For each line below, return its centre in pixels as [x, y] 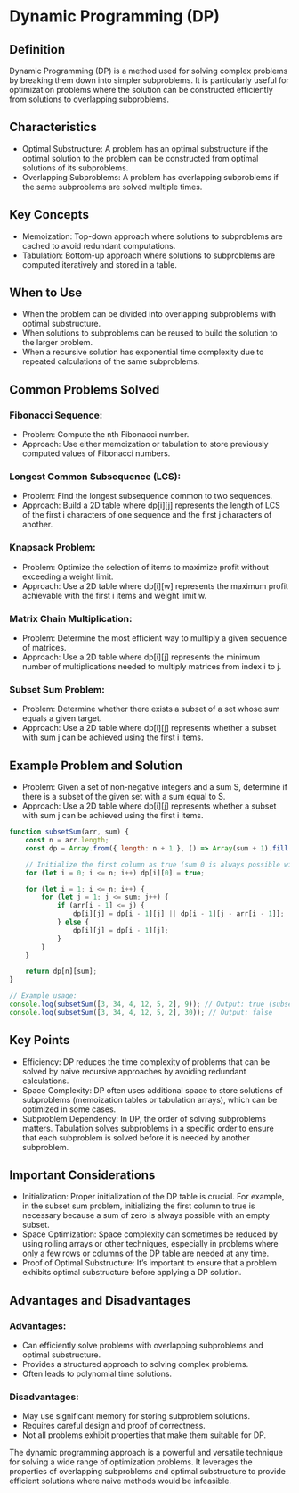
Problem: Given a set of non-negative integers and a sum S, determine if [154, 787]
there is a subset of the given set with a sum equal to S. [124, 797]
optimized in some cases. [69, 1109]
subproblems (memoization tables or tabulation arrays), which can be [149, 1099]
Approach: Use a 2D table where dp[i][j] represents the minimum [141, 657]
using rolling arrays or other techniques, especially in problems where [150, 1244]
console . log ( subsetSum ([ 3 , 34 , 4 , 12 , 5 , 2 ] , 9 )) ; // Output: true [137, 1004]
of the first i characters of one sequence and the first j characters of [147, 515]
